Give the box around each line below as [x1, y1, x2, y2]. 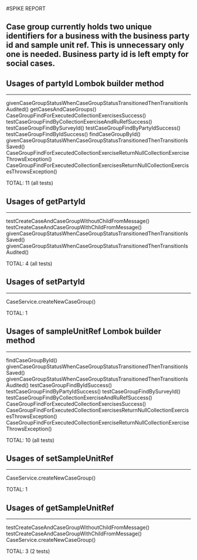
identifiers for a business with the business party [6, 31, 190, 41]
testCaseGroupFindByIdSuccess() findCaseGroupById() [6, 131, 141, 138]
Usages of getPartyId [6, 196, 86, 206]
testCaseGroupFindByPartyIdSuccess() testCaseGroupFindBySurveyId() [6, 388, 181, 395]
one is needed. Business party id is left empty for [6, 49, 189, 59]
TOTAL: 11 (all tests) [6, 179, 54, 186]
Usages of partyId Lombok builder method [6, 79, 164, 89]
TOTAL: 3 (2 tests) [6, 548, 50, 555]
